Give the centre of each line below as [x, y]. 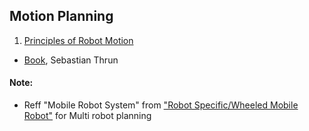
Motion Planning [61, 16]
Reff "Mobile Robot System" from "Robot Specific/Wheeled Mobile [161, 105]
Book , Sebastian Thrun [71, 60]
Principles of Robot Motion [78, 40]
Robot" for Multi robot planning [87, 116]
